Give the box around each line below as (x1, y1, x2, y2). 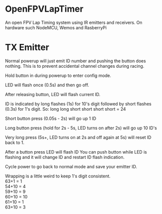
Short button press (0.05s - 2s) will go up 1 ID (5, 116, 97, 121)
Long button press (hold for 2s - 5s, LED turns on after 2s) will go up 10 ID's (5, 125, 157, 131)
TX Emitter (5, 42, 50, 53)
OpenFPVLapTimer (5, 3, 84, 15)
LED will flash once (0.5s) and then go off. (5, 82, 89, 88)
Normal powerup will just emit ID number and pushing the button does (5, 58, 146, 64)
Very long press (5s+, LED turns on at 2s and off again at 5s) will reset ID (5, 134, 152, 140)
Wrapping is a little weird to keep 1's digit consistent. (5, 173, 111, 179)
